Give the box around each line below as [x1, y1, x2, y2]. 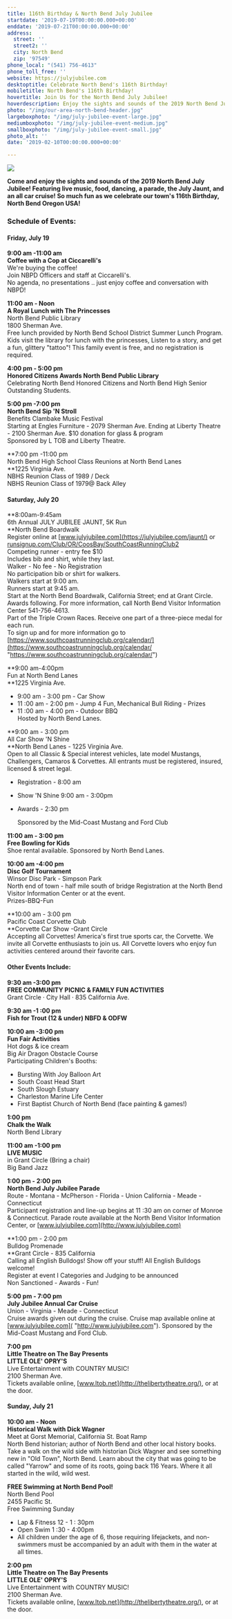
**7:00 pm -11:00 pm [7, 450, 68, 458]
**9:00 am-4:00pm [7, 664, 64, 672]
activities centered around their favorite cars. [7, 947, 135, 955]
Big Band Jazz [7, 1163, 48, 1171]
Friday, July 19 [7, 234, 50, 242]
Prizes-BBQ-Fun [7, 897, 54, 905]
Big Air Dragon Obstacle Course [7, 1049, 99, 1058]
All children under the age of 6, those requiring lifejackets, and [17, 1532, 195, 1541]
